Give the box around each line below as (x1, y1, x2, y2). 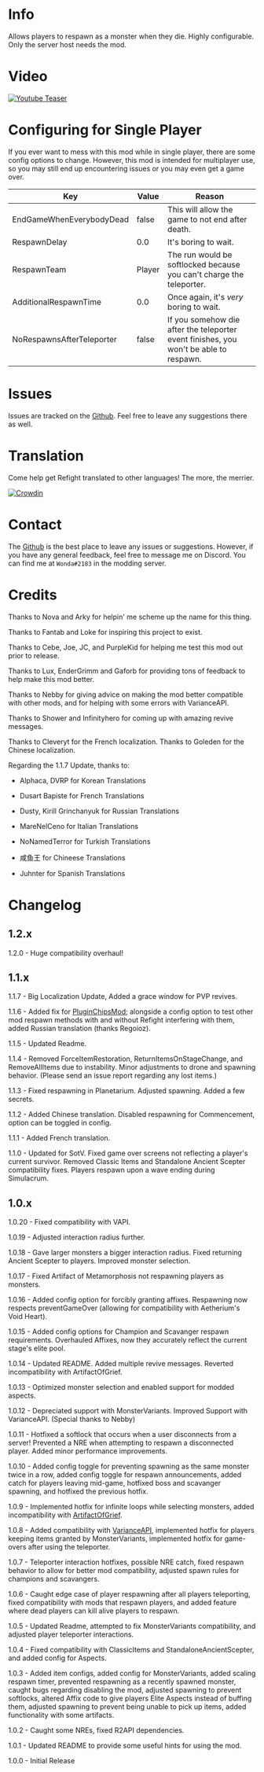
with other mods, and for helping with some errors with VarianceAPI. (8, 698, 229, 707)
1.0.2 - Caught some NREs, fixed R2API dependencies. (8, 1726, 185, 1735)
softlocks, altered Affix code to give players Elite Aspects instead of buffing (8, 1693, 252, 1704)
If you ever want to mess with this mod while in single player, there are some (8, 147, 255, 157)
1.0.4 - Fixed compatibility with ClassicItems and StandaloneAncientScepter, (8, 1645, 255, 1655)
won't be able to (167, 344, 227, 355)
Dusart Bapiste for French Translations (19, 790, 145, 800)
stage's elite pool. (8, 1343, 66, 1354)
